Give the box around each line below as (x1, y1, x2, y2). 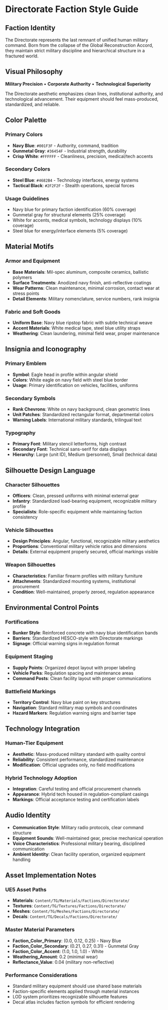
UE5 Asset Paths (5, 886, 47, 893)
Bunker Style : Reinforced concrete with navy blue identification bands (12, 630, 158, 636)
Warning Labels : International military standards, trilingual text (12, 417, 142, 423)
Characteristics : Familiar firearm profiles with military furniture (12, 573, 143, 579)
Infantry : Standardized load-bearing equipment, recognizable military (12, 498, 157, 504)
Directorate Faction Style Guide (5, 4, 139, 15)
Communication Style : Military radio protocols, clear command (12, 824, 144, 830)
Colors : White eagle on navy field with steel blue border (12, 376, 128, 383)
